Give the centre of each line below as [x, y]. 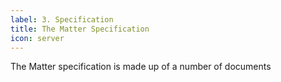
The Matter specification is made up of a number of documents [141, 67]
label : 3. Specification [62, 19]
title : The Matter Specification [80, 29]
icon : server [37, 38]
